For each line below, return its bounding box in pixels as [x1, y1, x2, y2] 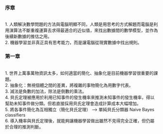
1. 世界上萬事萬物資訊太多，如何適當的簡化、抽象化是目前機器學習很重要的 [5, 70, 154, 76]
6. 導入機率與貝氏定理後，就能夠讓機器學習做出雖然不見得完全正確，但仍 [5, 117, 150, 123]
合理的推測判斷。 [9, 124, 44, 130]
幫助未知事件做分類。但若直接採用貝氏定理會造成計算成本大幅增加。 [5, 100, 141, 106]
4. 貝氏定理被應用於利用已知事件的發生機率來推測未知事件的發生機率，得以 [5, 94, 155, 100]
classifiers [5, 112, 26, 117]
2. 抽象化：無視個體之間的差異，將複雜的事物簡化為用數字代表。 [5, 82, 133, 88]
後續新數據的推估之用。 [5, 33, 52, 39]
